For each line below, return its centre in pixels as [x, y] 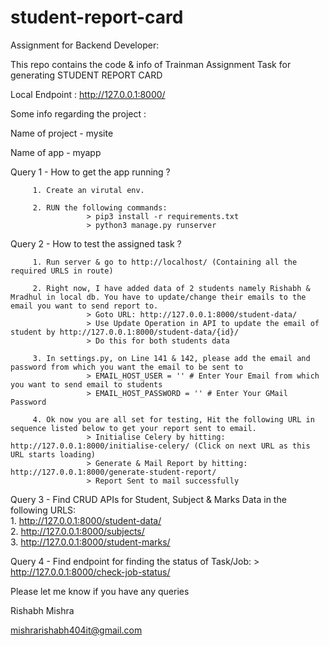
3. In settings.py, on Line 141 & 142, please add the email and [171, 358]
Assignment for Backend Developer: [85, 45]
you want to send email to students [86, 384]
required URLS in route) [62, 271]
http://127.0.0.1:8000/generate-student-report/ [113, 472]
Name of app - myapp [56, 152]
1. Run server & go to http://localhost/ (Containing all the [165, 262]
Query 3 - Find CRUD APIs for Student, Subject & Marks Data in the [148, 499]
